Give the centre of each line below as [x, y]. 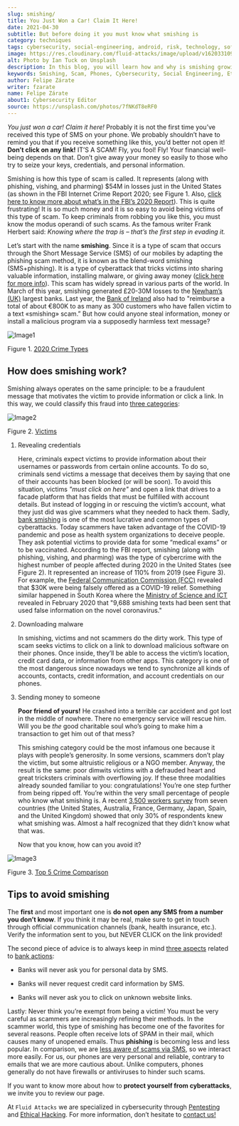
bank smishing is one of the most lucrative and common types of [113, 519]
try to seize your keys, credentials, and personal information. [96, 165]
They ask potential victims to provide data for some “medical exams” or [122, 542]
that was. [31, 830]
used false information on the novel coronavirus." [90, 610]
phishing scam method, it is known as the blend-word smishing [100, 260]
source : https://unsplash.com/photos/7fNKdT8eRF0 [83, 107]
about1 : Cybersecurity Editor [52, 100]
